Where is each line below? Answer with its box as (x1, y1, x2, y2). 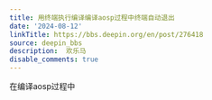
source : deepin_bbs (9, 38, 83, 48)
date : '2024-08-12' (9, 22, 83, 31)
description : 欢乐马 (9, 47, 87, 56)
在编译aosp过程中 (9, 81, 76, 91)
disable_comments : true (9, 55, 99, 64)
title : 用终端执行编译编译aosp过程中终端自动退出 (9, 13, 175, 23)
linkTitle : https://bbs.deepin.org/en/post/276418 (9, 30, 204, 39)
